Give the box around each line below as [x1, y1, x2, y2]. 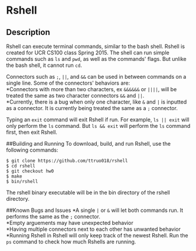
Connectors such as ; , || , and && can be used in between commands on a [6, 73, 187, 80]
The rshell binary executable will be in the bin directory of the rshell [6, 189, 170, 196]
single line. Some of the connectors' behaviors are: [6, 79, 130, 86]
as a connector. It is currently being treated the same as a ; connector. [6, 105, 178, 111]
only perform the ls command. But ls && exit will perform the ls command [6, 123, 191, 129]
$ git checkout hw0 [6, 168, 54, 174]
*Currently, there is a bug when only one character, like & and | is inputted [6, 98, 187, 105]
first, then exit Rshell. [6, 128, 58, 136]
